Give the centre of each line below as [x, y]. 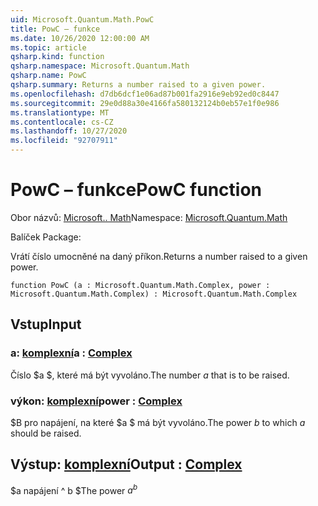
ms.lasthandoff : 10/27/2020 [69, 131]
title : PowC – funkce [55, 29]
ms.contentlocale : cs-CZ [62, 122]
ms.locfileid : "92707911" [64, 141]
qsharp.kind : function [57, 57]
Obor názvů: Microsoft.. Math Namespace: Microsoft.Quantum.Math [149, 217]
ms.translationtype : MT [60, 112]
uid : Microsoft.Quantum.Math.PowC [82, 19]
